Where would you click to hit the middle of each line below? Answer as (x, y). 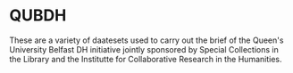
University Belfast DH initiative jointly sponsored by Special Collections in (144, 49)
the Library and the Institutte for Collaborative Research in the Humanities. (146, 59)
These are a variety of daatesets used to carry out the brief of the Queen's (146, 40)
